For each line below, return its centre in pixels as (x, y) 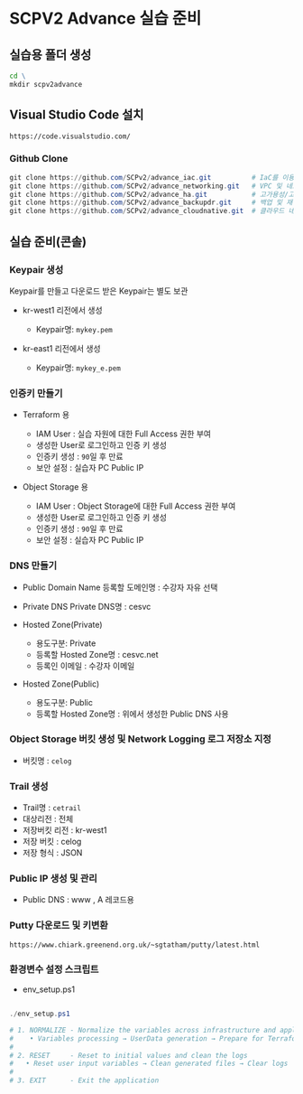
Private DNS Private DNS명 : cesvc (87, 606)
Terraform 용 (46, 415)
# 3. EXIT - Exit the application (84, 1080)
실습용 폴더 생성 (50, 55)
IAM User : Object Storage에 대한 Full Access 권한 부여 (136, 506)
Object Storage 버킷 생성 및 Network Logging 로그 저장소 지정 (141, 739)
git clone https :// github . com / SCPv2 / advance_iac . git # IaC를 (144, 177)
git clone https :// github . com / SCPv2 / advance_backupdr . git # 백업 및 (146, 203)
